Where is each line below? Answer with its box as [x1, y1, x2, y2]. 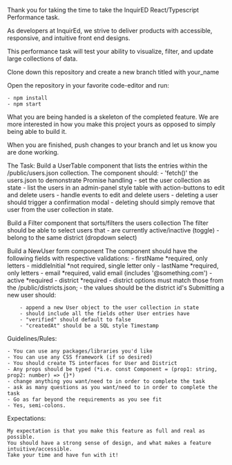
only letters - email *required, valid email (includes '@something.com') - [7, 269, 213, 277]
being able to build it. [7, 128, 67, 135]
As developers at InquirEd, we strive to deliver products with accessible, [7, 27, 213, 34]
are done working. [7, 148, 59, 156]
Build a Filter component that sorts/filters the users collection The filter [7, 219, 209, 227]
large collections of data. [7, 55, 78, 63]
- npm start [7, 101, 41, 108]
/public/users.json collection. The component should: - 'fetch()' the [7, 169, 199, 177]
